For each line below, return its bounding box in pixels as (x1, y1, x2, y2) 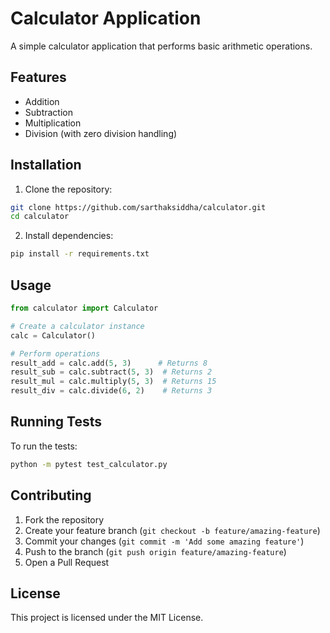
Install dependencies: (24, 230, 114, 242)
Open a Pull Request (24, 556, 110, 568)
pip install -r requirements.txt (10, 249, 150, 259)
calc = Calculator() (10, 330, 97, 341)
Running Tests (10, 413, 102, 431)
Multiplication (24, 117, 82, 129)
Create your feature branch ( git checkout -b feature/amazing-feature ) (24, 524, 321, 536)
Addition (24, 95, 60, 107)
